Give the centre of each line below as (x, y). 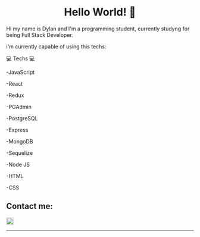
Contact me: (30, 206)
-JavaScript (21, 72)
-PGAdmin (19, 107)
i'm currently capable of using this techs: (56, 46)
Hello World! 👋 (100, 12)
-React (14, 83)
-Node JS (18, 164)
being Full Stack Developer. (40, 35)
